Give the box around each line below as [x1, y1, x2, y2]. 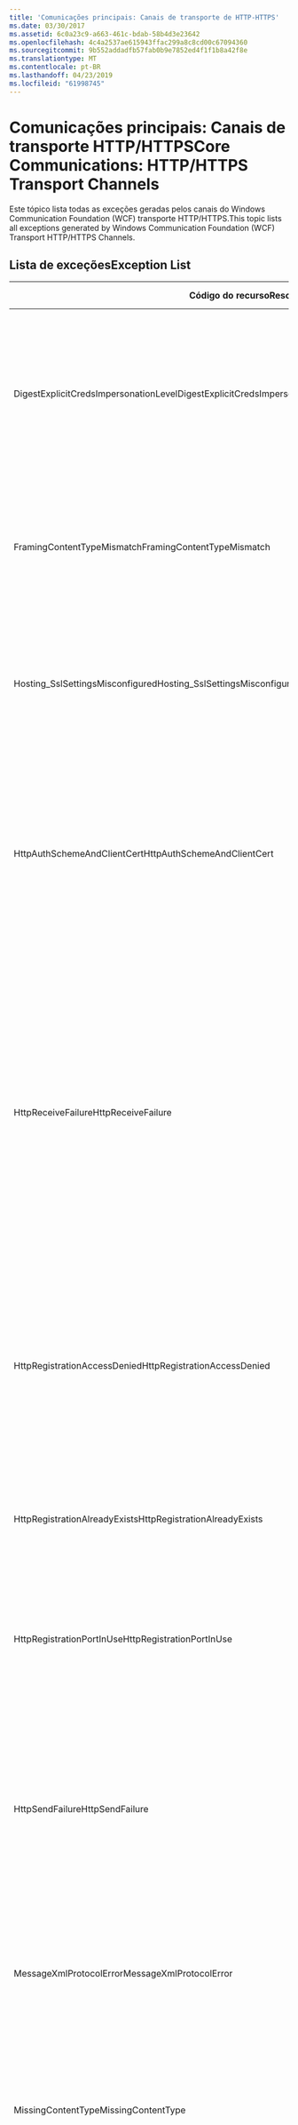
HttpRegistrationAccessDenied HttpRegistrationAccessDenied [13, 1360, 271, 1372]
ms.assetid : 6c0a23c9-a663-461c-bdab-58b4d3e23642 [9, 29, 200, 38]
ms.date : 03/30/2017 [9, 21, 86, 30]
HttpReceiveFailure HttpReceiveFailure [13, 1106, 172, 1119]
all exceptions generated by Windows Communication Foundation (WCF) [9, 222, 275, 233]
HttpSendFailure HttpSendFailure [13, 1803, 149, 1816]
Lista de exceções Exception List [9, 257, 192, 272]
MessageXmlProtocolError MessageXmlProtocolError [13, 1968, 233, 1980]
